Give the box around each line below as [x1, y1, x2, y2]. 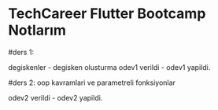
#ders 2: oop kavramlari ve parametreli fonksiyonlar [8, 78, 176, 87]
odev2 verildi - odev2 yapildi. [8, 93, 103, 102]
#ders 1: [8, 47, 34, 57]
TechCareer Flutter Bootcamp [8, 5, 206, 23]
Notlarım [8, 21, 67, 39]
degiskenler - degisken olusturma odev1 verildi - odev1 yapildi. [8, 62, 211, 71]
